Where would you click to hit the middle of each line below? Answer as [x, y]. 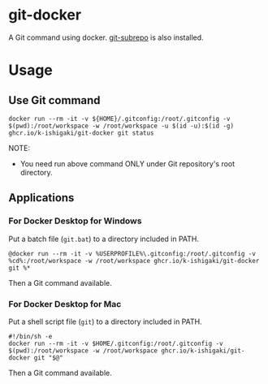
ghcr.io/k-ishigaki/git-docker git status [81, 133]
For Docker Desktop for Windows [75, 221]
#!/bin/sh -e [30, 336]
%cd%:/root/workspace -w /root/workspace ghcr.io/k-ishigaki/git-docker [134, 261]
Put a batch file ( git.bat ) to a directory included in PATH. [104, 239]
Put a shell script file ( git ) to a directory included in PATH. [105, 321]
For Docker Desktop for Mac [65, 304]
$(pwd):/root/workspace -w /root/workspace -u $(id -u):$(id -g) [121, 126]
